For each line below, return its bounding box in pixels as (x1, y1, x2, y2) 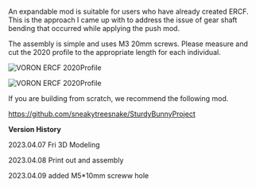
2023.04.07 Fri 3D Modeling (8, 140, 101, 150)
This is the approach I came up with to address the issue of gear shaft (8, 15, 238, 25)
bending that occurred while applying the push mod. (8, 24, 180, 33)
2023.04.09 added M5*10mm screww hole (8, 171, 149, 180)
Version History (8, 125, 61, 134)
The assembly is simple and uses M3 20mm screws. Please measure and (8, 39, 249, 49)
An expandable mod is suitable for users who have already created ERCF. (8, 7, 249, 16)
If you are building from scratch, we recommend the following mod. (8, 94, 229, 103)
